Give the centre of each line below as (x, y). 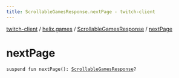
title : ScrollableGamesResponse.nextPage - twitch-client (81, 12)
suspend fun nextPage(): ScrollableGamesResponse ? (71, 69)
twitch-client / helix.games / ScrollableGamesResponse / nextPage (89, 29)
